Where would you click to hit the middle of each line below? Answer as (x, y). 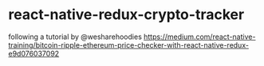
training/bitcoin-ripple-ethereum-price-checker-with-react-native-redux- (129, 45)
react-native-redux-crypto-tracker (126, 15)
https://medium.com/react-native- (199, 37)
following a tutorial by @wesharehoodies (75, 37)
